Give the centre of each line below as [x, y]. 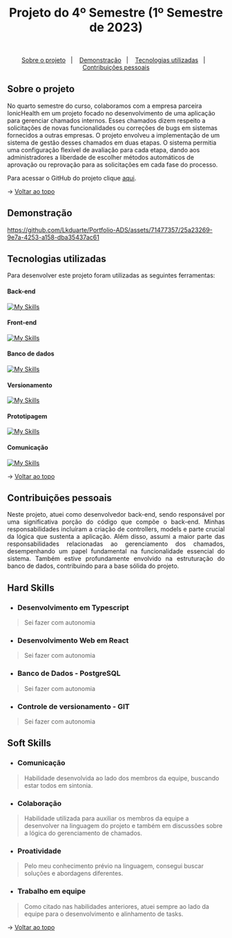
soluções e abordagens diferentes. [74, 874]
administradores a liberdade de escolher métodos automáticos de [101, 157]
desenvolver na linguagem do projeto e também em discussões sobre [123, 825]
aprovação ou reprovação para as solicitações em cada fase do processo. [113, 165]
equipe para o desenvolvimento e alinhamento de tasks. [104, 914]
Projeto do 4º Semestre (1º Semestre [116, 13]
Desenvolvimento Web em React [73, 641]
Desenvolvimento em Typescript [73, 607]
